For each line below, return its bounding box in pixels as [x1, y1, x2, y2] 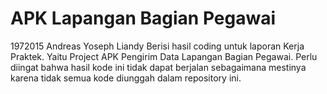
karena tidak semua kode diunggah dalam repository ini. [10, 72, 242, 84]
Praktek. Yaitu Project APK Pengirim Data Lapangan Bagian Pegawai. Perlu [10, 50, 318, 62]
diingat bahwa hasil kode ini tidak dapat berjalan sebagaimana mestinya [10, 61, 307, 73]
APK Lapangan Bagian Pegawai [10, 7, 277, 30]
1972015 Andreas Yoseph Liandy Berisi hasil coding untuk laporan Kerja [10, 40, 305, 52]
